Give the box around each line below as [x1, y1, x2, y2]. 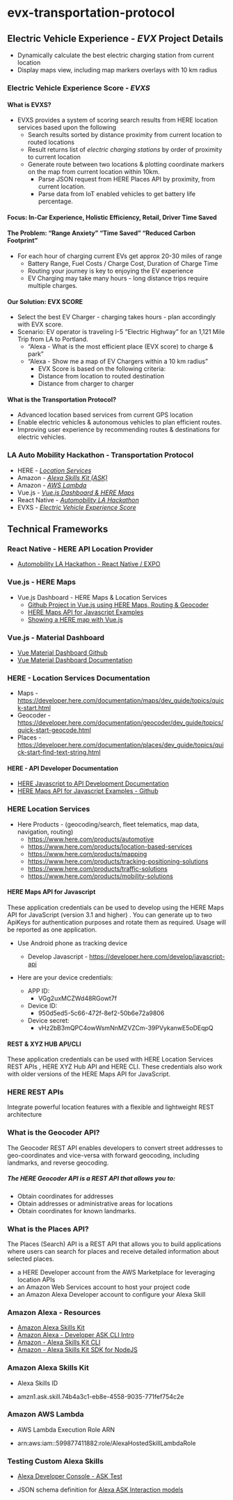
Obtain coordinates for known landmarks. [17, 1206, 136, 1215]
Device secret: [27, 1016, 70, 1024]
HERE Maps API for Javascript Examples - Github [17, 787, 159, 795]
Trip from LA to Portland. [17, 335, 88, 344]
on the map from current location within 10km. [27, 168, 160, 176]
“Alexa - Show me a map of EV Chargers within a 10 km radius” [27, 357, 209, 366]
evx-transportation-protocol [7, 5, 175, 21]
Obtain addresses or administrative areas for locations [17, 1199, 173, 1208]
